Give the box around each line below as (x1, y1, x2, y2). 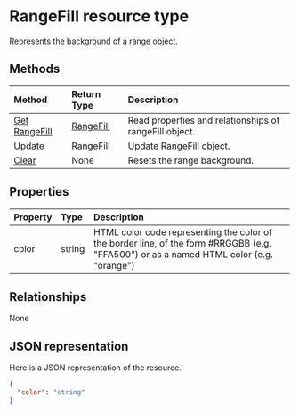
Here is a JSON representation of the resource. (9, 362, 182, 373)
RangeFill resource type (9, 6, 190, 27)
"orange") (93, 259, 135, 271)
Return (70, 87, 101, 100)
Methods (9, 61, 61, 77)
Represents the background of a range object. (9, 36, 178, 46)
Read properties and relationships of (127, 114, 280, 126)
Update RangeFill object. (127, 140, 230, 152)
